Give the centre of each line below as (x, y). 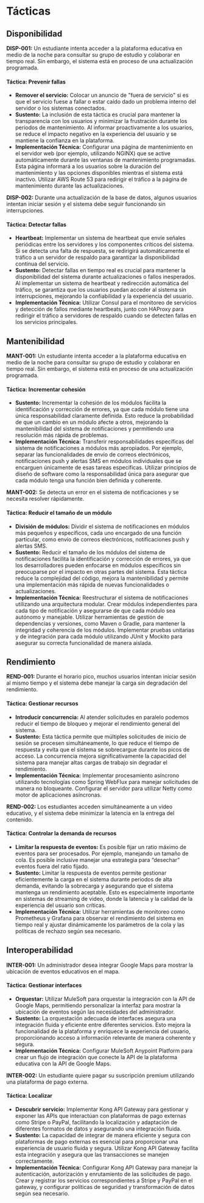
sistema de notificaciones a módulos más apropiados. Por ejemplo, (99, 448)
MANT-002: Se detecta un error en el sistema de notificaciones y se (93, 492)
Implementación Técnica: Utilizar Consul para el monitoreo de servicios (106, 303)
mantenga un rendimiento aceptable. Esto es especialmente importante (105, 892)
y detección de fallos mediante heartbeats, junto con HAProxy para (99, 309)
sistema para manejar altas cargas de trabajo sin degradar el (91, 762)
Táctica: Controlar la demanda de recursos (62, 833)
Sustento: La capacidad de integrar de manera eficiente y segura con (103, 1135)
